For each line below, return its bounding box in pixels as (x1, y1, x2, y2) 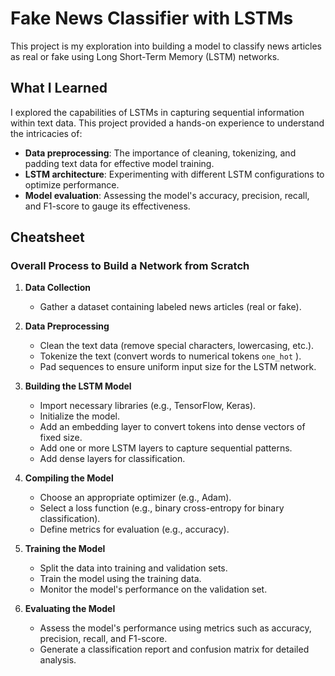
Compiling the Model (24, 472, 114, 484)
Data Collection (24, 282, 92, 294)
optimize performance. (24, 178, 120, 191)
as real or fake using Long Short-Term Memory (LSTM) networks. (10, 50, 280, 62)
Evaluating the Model (24, 603, 116, 615)
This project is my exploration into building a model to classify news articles (10, 40, 322, 52)
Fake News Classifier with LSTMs (10, 7, 294, 30)
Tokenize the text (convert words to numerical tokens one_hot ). (39, 350, 302, 362)
